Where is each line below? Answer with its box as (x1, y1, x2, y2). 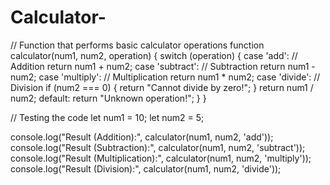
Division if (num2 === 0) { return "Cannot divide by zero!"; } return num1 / (10, 81, 314, 93)
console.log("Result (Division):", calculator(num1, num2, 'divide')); (10, 162, 282, 175)
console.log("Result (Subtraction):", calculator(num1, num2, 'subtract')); (10, 141, 306, 153)
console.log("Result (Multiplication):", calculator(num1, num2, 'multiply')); (10, 152, 312, 164)
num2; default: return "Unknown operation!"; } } (10, 92, 207, 104)
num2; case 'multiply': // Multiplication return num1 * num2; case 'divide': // (10, 71, 321, 83)
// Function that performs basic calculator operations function (10, 39, 265, 51)
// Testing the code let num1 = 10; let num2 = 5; (10, 111, 205, 123)
